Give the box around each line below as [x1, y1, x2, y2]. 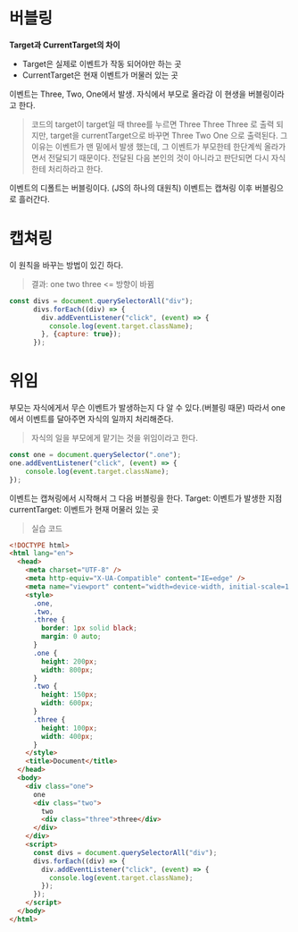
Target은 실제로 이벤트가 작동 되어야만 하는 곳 [21, 58, 182, 69]
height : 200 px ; [41, 657, 98, 666]
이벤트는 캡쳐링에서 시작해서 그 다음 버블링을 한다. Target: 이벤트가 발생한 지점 [9, 493, 283, 504]
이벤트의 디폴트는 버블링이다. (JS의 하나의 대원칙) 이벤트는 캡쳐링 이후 [9, 182, 253, 193]
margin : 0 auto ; [41, 632, 102, 641]
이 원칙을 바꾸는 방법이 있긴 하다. [9, 259, 124, 270]
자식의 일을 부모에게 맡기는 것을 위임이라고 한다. [30, 433, 198, 444]
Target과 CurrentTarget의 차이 [9, 39, 120, 50]
